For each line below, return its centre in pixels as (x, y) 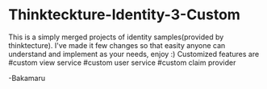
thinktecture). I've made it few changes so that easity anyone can (117, 45)
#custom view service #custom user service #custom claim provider (122, 63)
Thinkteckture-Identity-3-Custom (124, 15)
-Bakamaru (27, 78)
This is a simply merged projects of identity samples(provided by (116, 37)
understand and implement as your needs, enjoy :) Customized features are (134, 54)
